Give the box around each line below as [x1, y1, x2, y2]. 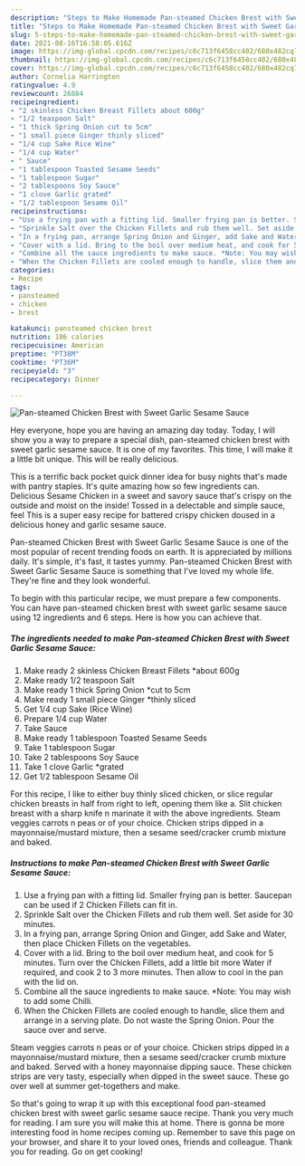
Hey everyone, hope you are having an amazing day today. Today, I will [10, 425, 275, 435]
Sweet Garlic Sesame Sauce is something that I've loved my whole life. [10, 566, 274, 577]
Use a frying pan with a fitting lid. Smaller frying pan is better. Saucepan [23, 890, 292, 901]
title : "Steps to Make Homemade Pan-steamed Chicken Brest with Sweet [10, 22, 282, 31]
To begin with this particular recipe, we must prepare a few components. [10, 593, 281, 604]
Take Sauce [23, 723, 68, 734]
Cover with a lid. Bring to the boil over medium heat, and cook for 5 [23, 948, 274, 959]
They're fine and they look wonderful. [10, 576, 151, 587]
